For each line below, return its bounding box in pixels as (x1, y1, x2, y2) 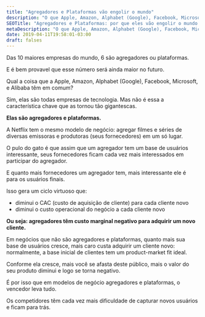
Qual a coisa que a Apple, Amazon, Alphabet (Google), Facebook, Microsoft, (6, 77, 198, 85)
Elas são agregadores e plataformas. (6, 114, 102, 121)
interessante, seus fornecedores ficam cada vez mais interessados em (6, 151, 184, 158)
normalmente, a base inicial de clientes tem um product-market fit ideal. (6, 249, 187, 256)
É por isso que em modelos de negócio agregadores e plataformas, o (6, 279, 181, 286)
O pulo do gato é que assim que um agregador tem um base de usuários (6, 144, 189, 151)
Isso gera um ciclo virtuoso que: (6, 187, 87, 194)
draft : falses (6, 37, 43, 43)
